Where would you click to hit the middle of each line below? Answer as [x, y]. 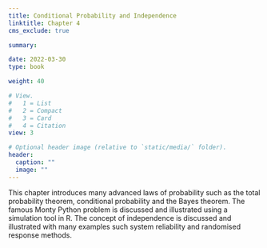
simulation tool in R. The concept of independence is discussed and [120, 218]
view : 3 [21, 133]
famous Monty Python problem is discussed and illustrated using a [118, 210]
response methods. [40, 235]
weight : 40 [26, 82]
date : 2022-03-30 [37, 60]
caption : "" [36, 162]
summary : [23, 45]
